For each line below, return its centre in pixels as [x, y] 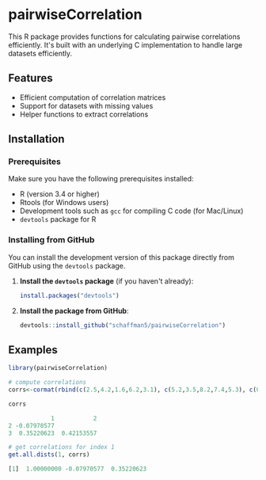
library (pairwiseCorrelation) [58, 368]
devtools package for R [58, 219]
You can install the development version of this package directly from [122, 257]
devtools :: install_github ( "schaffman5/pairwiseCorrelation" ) [123, 325]
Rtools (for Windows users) [64, 203]
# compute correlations [47, 383]
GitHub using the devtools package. [67, 265]
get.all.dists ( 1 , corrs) [49, 455]
